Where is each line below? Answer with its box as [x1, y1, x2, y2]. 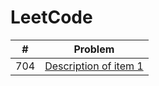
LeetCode [10, 6, 93, 29]
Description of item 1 [44, 59, 144, 73]
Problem [73, 42, 115, 56]
